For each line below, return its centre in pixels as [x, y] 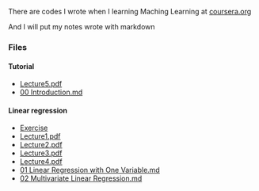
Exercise [34, 128]
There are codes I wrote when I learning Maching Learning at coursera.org [130, 11]
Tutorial [21, 66]
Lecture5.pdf [41, 84]
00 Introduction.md [51, 92]
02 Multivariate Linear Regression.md [81, 178]
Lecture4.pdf [41, 162]
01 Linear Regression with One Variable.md [90, 170]
